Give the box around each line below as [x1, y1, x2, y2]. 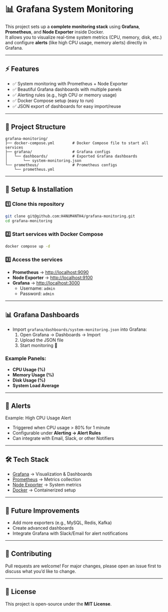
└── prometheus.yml [14, 167, 55, 172]
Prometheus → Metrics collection [12, 476, 81, 482]
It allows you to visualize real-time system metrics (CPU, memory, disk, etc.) [5, 34, 162, 40]
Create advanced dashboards [12, 525, 74, 531]
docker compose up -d [5, 244, 50, 249]
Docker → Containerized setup [12, 487, 76, 493]
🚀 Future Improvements [5, 506, 80, 515]
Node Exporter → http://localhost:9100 [12, 275, 93, 281]
